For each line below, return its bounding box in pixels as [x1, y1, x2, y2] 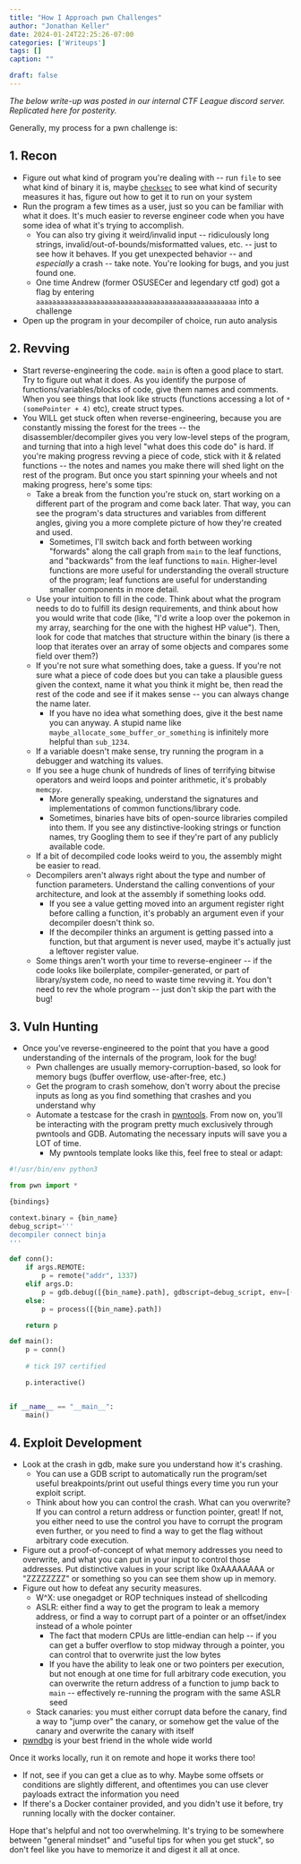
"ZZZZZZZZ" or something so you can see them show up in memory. [21, 1574, 277, 1584]
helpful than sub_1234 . [48, 736, 130, 746]
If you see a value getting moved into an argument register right [48, 898, 285, 909]
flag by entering [35, 286, 95, 297]
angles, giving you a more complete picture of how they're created [35, 517, 282, 528]
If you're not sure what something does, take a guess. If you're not [35, 660, 282, 670]
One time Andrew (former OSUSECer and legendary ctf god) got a [35, 277, 280, 288]
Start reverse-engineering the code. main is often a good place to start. [21, 365, 284, 375]
